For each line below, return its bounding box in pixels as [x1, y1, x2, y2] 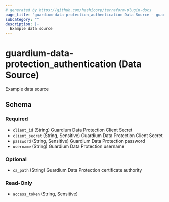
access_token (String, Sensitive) [12, 191, 78, 197]
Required [5, 115, 28, 122]
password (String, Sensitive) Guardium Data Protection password [12, 138, 145, 144]
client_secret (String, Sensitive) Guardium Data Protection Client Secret [12, 132, 163, 139]
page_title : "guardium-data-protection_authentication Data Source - [5, 12, 154, 17]
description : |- [5, 21, 39, 27]
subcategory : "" [5, 17, 39, 22]
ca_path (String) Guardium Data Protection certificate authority [12, 167, 142, 173]
